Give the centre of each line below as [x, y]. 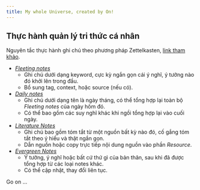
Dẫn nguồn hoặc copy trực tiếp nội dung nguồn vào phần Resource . [108, 145]
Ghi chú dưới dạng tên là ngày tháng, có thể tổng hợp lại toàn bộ [103, 100]
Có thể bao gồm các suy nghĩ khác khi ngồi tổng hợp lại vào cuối [104, 113]
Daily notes [29, 94]
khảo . [13, 57]
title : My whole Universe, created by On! [60, 12]
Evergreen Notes [36, 151]
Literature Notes [35, 126]
